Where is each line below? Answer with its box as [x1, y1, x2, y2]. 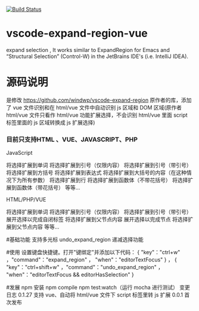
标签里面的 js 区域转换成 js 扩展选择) [6, 118, 95, 126]
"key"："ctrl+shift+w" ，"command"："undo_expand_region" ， [6, 264, 164, 271]
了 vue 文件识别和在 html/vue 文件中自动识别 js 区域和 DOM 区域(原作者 [6, 103, 182, 111]
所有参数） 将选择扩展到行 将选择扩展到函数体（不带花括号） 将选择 [21, 176, 188, 184]
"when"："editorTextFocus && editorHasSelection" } [6, 271, 134, 278]
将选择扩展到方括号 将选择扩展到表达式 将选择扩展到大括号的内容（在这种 [6, 169, 186, 176]
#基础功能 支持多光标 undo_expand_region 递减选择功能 [6, 236, 144, 243]
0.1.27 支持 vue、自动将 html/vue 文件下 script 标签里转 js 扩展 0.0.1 [17, 291, 184, 298]
